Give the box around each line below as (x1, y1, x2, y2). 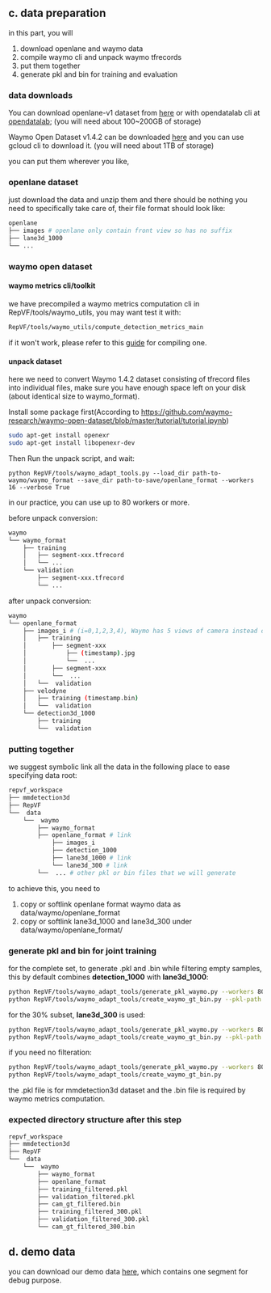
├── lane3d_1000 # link (51, 854, 131, 862)
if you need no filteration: (8, 1047, 92, 1058)
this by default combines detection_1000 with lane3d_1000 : (8, 972, 209, 982)
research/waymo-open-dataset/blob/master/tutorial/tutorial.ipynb (8, 416, 227, 425)
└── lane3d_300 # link (51, 861, 128, 869)
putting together (8, 743, 74, 754)
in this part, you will (8, 27, 73, 37)
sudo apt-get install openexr (8, 432, 110, 440)
